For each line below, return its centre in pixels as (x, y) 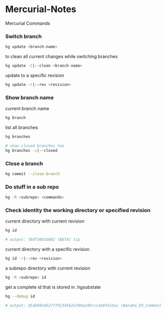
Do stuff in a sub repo (32, 187)
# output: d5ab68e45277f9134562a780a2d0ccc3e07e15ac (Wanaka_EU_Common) (84, 305)
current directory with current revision (45, 221)
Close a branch (24, 164)
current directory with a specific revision (48, 249)
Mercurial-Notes (41, 9)
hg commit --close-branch (32, 174)
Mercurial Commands (28, 23)
